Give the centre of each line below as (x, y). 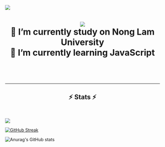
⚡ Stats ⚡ (82, 97)
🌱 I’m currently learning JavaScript (82, 53)
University (82, 42)
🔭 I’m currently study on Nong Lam (82, 32)
